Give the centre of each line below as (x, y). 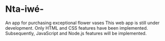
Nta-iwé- (25, 9)
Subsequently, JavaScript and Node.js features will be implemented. (76, 33)
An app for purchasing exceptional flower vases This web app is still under (82, 23)
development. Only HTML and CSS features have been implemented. (77, 28)
